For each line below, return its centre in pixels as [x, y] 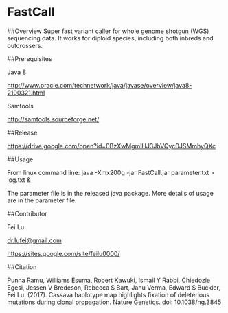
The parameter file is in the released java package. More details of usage [111, 193]
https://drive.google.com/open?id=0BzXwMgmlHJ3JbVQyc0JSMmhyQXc [112, 146]
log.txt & [19, 180]
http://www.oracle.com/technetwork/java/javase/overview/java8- [100, 85]
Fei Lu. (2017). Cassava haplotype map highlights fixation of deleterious [109, 294]
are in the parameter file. [42, 200]
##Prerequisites [30, 58]
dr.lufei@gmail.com [34, 240]
